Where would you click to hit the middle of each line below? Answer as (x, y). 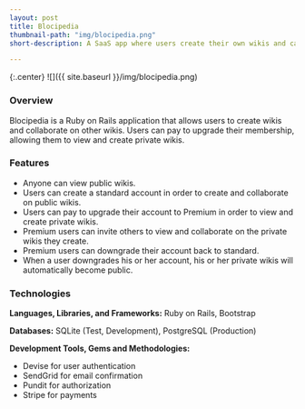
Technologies (40, 294)
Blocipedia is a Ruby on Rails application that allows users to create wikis (146, 120)
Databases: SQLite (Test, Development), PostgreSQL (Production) (133, 331)
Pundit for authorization (67, 385)
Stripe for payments (59, 395)
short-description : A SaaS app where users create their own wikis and (148, 43)
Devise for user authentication (79, 366)
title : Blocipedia (44, 26)
